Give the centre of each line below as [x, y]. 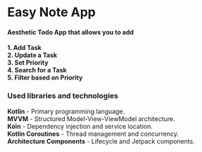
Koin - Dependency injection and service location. [80, 126]
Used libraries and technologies [63, 96]
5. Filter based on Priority [45, 77]
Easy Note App [52, 12]
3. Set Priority [28, 63]
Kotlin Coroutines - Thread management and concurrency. [93, 134]
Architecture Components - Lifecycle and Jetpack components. [101, 141]
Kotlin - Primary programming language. [66, 111]
